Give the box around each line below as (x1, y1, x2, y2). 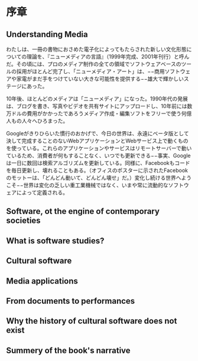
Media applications (6, 276, 79, 286)
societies (6, 216, 41, 226)
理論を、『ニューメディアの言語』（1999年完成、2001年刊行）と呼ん (26, 53, 190, 60)
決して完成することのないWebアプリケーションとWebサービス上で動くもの (6, 137, 189, 144)
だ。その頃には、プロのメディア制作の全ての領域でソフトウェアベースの (6, 60, 181, 67)
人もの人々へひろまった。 (6, 118, 69, 124)
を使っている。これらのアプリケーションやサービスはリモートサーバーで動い (6, 145, 192, 151)
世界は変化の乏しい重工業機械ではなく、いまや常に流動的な (23, 181, 168, 188)
